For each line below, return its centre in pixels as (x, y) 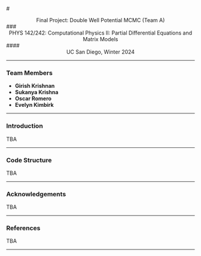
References (23, 228)
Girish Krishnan (35, 86)
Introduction (25, 126)
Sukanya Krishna (36, 92)
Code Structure (29, 160)
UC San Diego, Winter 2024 (100, 52)
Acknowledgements (36, 194)
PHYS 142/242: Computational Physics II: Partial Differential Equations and (100, 33)
